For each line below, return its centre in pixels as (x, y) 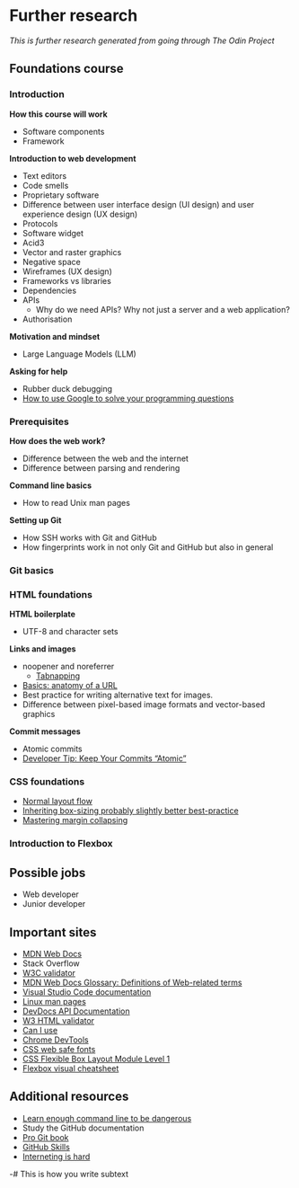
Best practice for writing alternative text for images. (118, 695)
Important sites (53, 932)
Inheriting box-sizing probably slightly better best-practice (131, 811)
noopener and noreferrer (68, 667)
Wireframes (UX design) (67, 271)
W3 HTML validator (58, 1020)
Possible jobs (48, 873)
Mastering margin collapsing (75, 820)
